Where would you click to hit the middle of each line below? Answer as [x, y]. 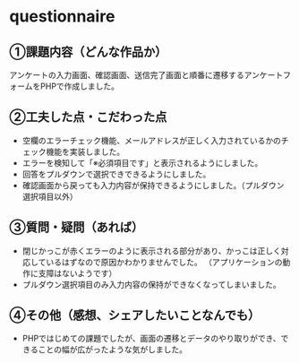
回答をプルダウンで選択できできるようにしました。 [116, 174]
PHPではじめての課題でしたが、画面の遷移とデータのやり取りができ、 [151, 339]
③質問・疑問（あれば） [77, 227]
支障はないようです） [77, 273]
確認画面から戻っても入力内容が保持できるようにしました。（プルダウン [153, 185]
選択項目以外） [50, 196]
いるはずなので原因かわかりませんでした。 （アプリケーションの [164, 262]
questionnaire [62, 17]
